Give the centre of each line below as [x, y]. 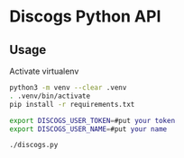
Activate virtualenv [44, 71]
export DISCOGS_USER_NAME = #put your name [88, 129]
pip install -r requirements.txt [72, 104]
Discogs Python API [85, 17]
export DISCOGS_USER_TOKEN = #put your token [92, 120]
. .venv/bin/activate [50, 96]
